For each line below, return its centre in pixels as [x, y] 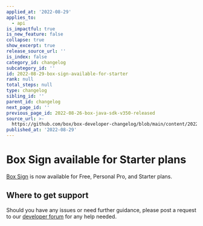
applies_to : [21, 18]
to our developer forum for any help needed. [61, 216]
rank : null [20, 79]
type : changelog [27, 91]
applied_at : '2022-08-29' [39, 12]
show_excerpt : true [31, 46]
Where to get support [47, 195]
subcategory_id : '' [31, 68]
